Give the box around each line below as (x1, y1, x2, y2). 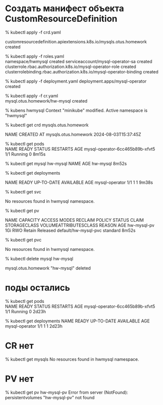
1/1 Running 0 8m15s (5, 151, 46, 157)
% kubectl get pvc (5, 237, 42, 243)
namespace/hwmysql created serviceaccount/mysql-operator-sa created (5, 58, 152, 64)
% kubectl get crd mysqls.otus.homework (5, 122, 89, 128)
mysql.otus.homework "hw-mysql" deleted (5, 265, 91, 271)
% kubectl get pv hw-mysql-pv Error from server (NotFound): (5, 389, 128, 395)
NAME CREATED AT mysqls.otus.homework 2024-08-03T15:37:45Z (5, 131, 142, 137)
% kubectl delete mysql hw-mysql (5, 256, 73, 262)
